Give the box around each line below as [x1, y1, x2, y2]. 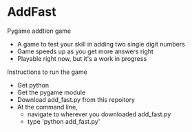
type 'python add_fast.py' [27, 117, 100, 125]
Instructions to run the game [7, 68, 87, 76]
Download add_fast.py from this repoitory [17, 95, 136, 103]
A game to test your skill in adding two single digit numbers [17, 40, 186, 48]
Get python [17, 81, 50, 89]
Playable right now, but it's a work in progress [17, 54, 147, 62]
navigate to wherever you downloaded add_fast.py [27, 110, 171, 118]
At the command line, [17, 103, 78, 111]
